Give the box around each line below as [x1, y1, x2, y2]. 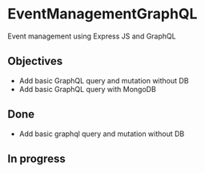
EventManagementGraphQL [7, 5, 198, 23]
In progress [7, 151, 66, 165]
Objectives [7, 54, 63, 68]
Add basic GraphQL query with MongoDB [18, 84, 157, 94]
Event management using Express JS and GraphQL [7, 31, 177, 41]
